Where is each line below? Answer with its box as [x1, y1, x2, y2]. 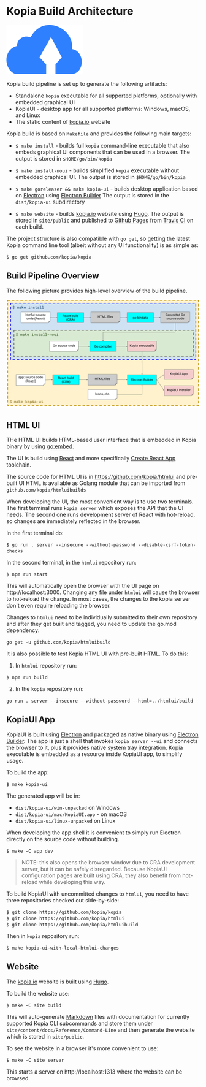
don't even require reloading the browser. [6, 602, 112, 609]
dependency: [6, 627, 40, 634]
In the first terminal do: [6, 529, 64, 537]
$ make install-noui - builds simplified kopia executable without [15, 167, 180, 174]
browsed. [6, 1074, 31, 1081]
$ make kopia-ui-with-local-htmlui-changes [6, 945, 120, 951]
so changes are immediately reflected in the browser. [6, 517, 141, 525]
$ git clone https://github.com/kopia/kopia [6, 909, 122, 915]
